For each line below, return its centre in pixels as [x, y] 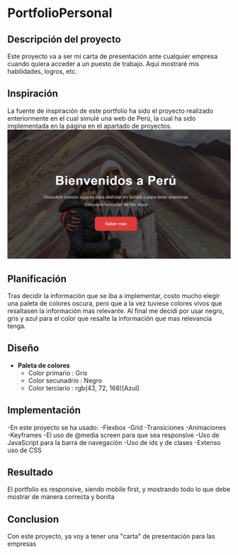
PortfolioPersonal [60, 13]
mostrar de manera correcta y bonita [61, 497]
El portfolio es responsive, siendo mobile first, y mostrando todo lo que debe [119, 489]
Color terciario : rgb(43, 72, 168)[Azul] [84, 388]
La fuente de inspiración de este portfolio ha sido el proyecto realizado [110, 111]
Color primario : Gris [58, 373]
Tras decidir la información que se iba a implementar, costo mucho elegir [114, 296]
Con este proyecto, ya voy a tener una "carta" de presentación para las [111, 537]
